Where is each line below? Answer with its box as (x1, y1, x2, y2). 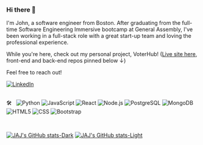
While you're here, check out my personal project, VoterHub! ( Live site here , (6, 51, 198, 58)
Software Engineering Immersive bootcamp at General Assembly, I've (18, 26, 193, 33)
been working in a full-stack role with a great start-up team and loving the (6, 32, 192, 40)
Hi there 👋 (6, 5, 37, 14)
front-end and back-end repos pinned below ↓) (6, 57, 126, 65)
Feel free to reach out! (6, 69, 62, 76)
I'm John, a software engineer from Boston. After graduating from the (6, 19, 181, 27)
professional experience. (6, 39, 69, 46)
